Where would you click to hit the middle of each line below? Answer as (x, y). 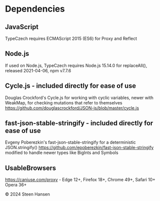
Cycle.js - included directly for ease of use (71, 86)
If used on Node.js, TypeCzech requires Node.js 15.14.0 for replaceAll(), (76, 65)
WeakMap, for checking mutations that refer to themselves (64, 102)
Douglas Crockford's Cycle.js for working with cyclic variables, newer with (79, 98)
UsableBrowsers (31, 168)
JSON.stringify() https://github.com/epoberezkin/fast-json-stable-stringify (79, 148)
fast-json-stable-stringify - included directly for (79, 123)
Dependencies (35, 9)
